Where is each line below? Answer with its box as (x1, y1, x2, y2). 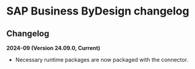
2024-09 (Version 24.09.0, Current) (6, 44, 101, 51)
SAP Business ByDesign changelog (6, 4, 189, 18)
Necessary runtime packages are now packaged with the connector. (15, 56, 189, 63)
